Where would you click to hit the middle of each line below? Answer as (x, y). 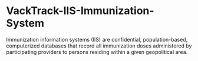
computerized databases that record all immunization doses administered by (99, 46)
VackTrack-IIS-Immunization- (80, 11)
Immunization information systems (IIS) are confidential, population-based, (97, 39)
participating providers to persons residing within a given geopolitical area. (97, 52)
